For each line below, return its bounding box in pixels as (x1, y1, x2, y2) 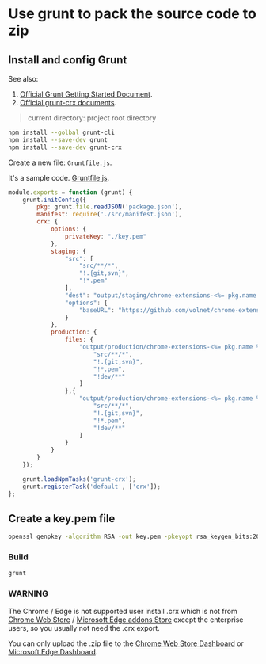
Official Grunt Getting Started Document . (19, 90, 153, 99)
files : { (64, 336, 93, 344)
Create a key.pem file (8, 512, 116, 525)
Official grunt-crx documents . (19, 98, 117, 107)
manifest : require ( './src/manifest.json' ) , (36, 211, 182, 219)
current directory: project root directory (27, 113, 157, 123)
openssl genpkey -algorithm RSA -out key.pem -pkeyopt (8, 532, 193, 541)
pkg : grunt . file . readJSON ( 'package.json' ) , (36, 203, 182, 211)
